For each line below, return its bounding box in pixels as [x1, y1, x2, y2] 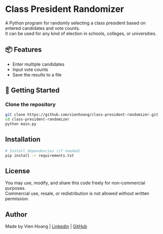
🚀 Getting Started [5, 86, 60, 95]
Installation [5, 135, 41, 144]
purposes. [5, 185, 26, 191]
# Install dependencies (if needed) [5, 148, 81, 154]
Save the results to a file [12, 72, 62, 78]
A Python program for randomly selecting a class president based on [5, 20, 146, 26]
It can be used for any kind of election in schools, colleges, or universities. [5, 30, 157, 36]
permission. [5, 196, 29, 202]
